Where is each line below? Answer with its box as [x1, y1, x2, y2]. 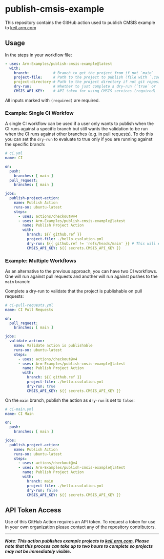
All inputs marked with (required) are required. [5, 97, 100, 103]
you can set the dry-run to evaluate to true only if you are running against [5, 136, 153, 142]
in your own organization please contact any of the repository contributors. [5, 524, 156, 530]
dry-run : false [26, 488, 58, 493]
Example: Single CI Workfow [5, 109, 74, 116]
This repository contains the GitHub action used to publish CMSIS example [5, 20, 155, 25]
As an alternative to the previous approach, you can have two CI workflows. [5, 268, 158, 274]
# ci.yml [5, 151, 23, 156]
